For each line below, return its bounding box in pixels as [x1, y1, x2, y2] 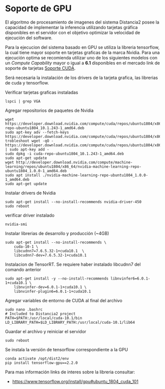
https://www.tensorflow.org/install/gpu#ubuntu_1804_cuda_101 [12, 378, 138, 384]
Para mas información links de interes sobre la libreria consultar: [5, 369, 135, 375]
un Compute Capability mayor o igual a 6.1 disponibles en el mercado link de [5, 60, 160, 66]
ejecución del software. [5, 35, 53, 41]
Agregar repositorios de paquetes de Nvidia [5, 107, 94, 113]
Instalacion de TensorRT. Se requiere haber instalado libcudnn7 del [5, 261, 141, 267]
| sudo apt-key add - [5, 147, 50, 152]
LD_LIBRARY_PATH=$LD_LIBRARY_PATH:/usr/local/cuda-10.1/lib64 [5, 320, 135, 325]
